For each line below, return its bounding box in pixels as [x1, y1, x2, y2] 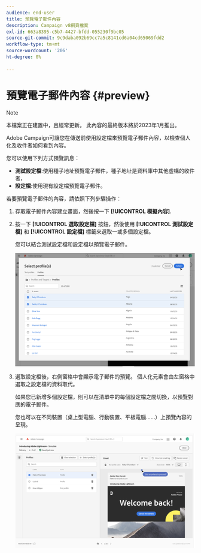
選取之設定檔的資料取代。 [14, 381, 78, 388]
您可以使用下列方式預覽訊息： [6, 154, 80, 161]
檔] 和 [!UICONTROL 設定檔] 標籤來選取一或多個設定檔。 [14, 228, 154, 235]
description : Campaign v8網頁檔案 [6, 22, 89, 28]
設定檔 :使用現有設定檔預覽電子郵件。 [14, 182, 106, 189]
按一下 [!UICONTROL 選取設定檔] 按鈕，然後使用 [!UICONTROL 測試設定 [14, 220, 194, 227]
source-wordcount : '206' [6, 48, 68, 54]
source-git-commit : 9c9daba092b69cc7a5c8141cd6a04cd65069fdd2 [6, 35, 165, 41]
